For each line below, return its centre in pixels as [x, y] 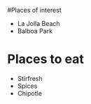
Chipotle [29, 93]
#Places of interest [34, 10]
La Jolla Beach [39, 23]
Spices [27, 86]
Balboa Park [35, 31]
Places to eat [45, 59]
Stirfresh [30, 78]
